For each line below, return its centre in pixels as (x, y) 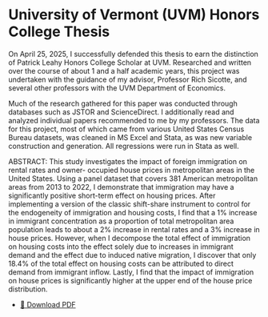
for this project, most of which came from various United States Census (126, 129)
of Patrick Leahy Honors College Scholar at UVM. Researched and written (130, 62)
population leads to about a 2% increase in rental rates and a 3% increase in (134, 229)
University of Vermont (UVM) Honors (134, 15)
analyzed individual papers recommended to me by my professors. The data (134, 120)
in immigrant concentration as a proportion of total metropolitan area (121, 221)
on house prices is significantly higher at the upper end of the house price (130, 280)
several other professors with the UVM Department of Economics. (117, 88)
